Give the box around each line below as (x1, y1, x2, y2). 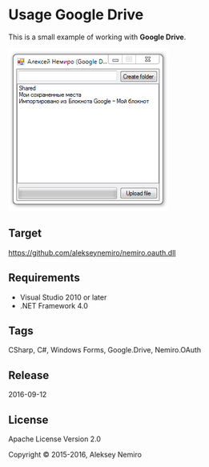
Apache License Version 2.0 (8, 434, 102, 444)
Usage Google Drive (8, 6, 144, 24)
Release (8, 368, 50, 382)
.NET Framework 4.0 (19, 300, 88, 310)
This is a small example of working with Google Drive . (8, 32, 187, 42)
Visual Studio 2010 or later (19, 292, 107, 302)
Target (8, 227, 42, 240)
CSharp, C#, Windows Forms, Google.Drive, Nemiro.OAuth (8, 345, 202, 355)
